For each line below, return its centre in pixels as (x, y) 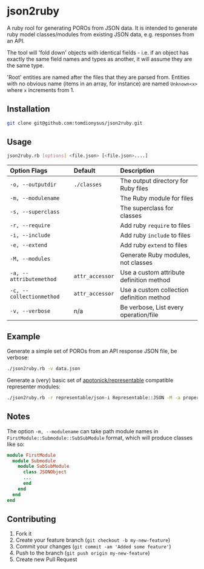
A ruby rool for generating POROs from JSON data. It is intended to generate (102, 28)
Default (84, 171)
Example (24, 337)
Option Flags (29, 171)
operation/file (139, 315)
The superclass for (147, 208)
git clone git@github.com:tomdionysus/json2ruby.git (75, 123)
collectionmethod (35, 297)
